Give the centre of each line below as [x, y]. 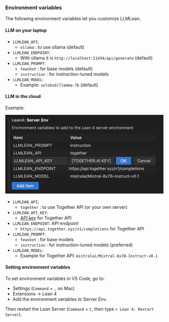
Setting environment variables [38, 267]
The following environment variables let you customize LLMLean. [73, 19]
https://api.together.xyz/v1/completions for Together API [82, 229]
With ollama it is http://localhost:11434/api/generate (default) [86, 58]
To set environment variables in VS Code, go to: [55, 278]
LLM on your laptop [26, 30]
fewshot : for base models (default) [56, 69]
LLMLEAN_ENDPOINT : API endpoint [45, 223]
